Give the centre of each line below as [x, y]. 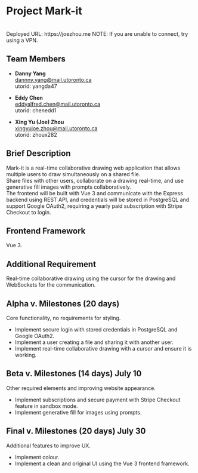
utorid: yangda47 [36, 86]
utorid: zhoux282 [36, 134]
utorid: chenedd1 [35, 110]
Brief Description [38, 153]
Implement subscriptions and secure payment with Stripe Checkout [98, 400]
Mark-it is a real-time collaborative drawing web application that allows [93, 168]
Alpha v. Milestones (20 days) [63, 304]
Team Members [36, 59]
